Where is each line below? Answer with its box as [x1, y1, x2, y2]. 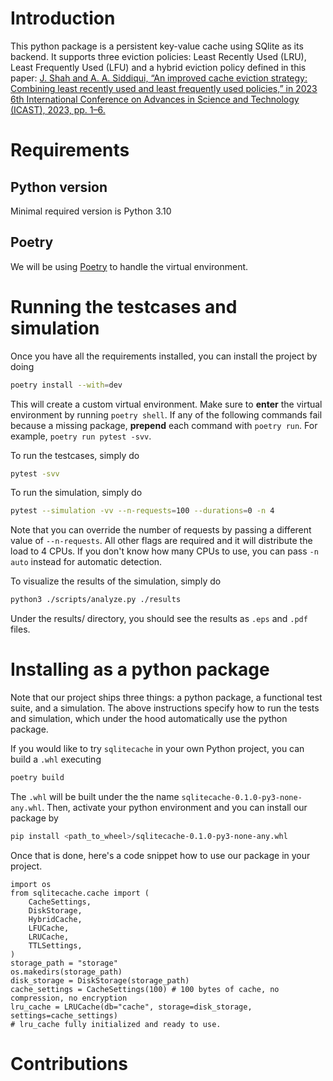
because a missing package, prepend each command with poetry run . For [10, 419, 318, 431]
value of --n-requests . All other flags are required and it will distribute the [10, 535, 313, 547]
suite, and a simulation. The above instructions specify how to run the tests [10, 702, 320, 714]
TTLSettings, [28, 940, 83, 951]
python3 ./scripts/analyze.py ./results [10, 595, 182, 605]
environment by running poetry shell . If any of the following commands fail [10, 408, 323, 421]
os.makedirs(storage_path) [10, 967, 123, 977]
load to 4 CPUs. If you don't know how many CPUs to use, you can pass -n [10, 545, 319, 557]
